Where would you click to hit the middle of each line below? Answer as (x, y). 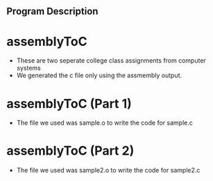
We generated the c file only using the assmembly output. (99, 75)
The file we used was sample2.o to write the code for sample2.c (108, 171)
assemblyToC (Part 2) (70, 151)
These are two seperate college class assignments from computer (111, 61)
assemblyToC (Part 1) (69, 103)
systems (28, 68)
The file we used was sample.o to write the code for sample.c (105, 123)
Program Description (52, 11)
